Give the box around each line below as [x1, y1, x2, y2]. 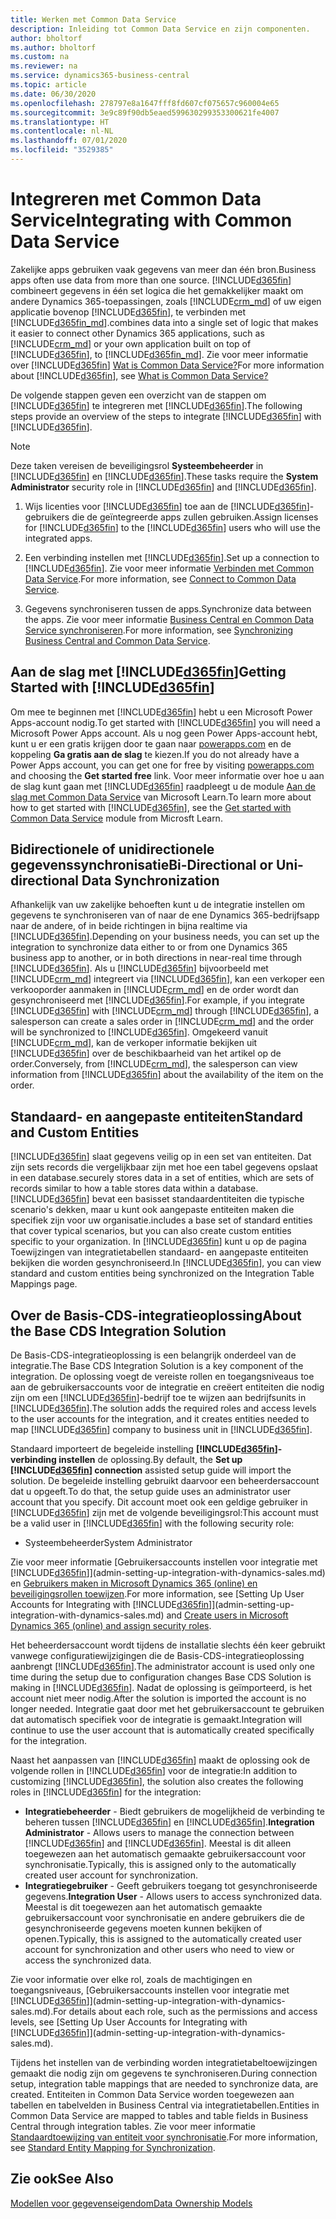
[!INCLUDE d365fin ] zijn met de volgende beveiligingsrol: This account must [10, 1507, 319, 1519]
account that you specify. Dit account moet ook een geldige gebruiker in [10, 1496, 308, 1508]
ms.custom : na [10, 52, 70, 62]
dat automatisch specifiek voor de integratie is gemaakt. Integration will [10, 1714, 303, 1726]
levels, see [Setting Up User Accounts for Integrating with [10, 2016, 248, 2028]
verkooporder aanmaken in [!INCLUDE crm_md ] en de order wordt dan [10, 984, 299, 996]
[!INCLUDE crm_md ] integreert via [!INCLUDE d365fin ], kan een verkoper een [10, 973, 325, 985]
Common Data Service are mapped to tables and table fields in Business [10, 2110, 309, 2122]
